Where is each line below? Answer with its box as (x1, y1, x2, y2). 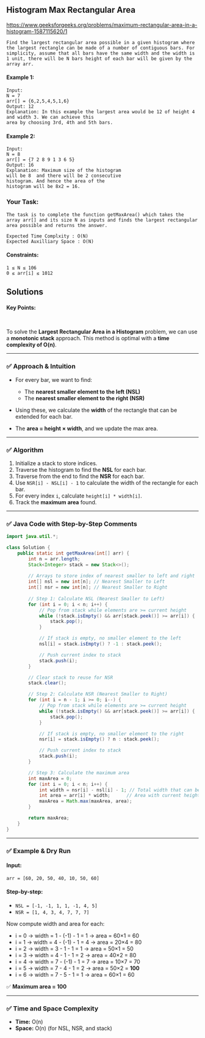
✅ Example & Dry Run (6, 846, 71, 855)
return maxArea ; (28, 815, 70, 821)
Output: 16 (6, 162, 34, 168)
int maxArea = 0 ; (28, 775, 72, 782)
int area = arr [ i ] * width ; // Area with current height (38, 793, 201, 799)
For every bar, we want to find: (15, 376, 93, 383)
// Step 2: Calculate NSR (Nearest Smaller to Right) (28, 691, 168, 697)
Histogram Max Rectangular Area (6, 5, 136, 15)
